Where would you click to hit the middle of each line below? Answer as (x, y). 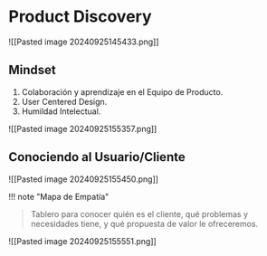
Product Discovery (80, 17)
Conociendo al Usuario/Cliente (97, 157)
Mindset (32, 70)
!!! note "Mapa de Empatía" (59, 196)
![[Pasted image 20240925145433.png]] (84, 42)
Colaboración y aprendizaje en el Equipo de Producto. (122, 91)
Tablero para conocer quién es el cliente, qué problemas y (139, 213)
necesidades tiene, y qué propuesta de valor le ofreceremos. (144, 223)
